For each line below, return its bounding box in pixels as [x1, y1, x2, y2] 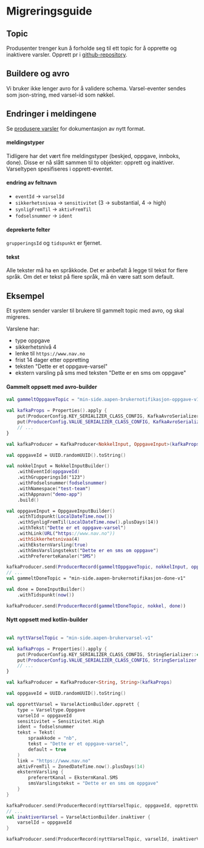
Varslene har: [6, 325, 39, 332]
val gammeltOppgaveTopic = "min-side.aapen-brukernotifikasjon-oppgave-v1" [6, 397, 202, 403]
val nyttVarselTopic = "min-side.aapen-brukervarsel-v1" [6, 635, 154, 641]
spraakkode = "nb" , [28, 735, 78, 742]
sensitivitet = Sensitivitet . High [17, 718, 104, 724]
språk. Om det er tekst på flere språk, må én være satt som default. [6, 273, 175, 281]
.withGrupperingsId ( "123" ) [17, 474, 86, 480]
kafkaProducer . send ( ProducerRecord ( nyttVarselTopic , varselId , [6, 836, 170, 843]
